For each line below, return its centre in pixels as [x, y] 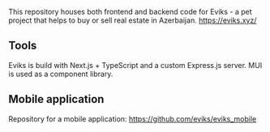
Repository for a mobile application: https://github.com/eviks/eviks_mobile [133, 119]
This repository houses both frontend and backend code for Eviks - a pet [131, 12]
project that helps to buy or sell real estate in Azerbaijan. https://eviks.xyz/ [133, 20]
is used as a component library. [61, 74]
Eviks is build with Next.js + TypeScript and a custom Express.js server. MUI [135, 65]
